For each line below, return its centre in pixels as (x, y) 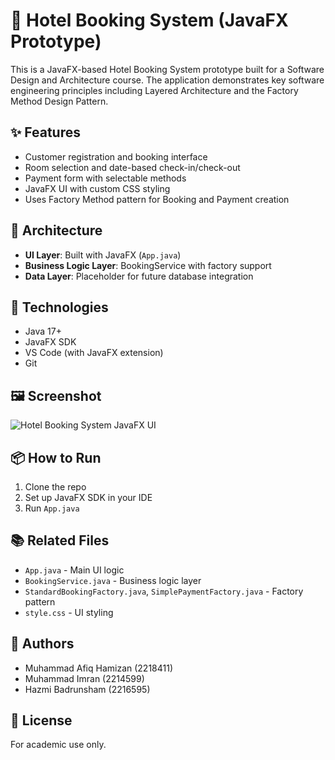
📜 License (41, 720)
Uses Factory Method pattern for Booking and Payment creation (157, 199)
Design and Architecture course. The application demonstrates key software (167, 80)
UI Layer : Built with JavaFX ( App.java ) (103, 255)
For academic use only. (58, 745)
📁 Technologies (59, 307)
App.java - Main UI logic (74, 570)
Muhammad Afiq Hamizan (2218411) (99, 668)
